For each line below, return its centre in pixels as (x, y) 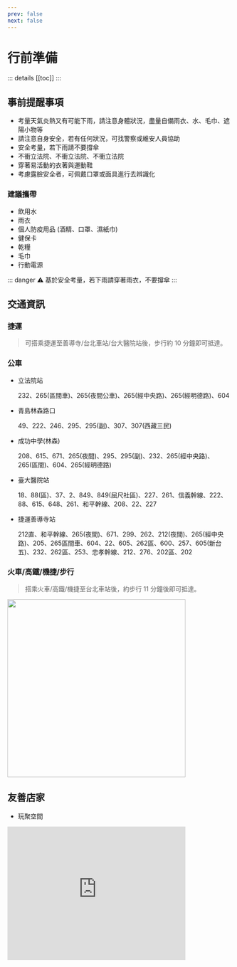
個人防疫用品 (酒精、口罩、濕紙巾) (68, 229)
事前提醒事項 (36, 102)
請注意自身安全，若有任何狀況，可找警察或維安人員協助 (99, 139)
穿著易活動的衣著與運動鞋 (55, 165)
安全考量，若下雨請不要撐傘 (58, 147)
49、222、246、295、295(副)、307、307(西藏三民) (95, 426)
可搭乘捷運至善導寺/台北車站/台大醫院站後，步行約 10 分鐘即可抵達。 (126, 343)
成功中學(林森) (39, 440)
